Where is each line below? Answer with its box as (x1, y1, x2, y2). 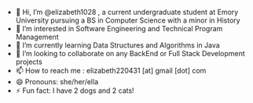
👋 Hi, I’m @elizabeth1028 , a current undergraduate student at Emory (15, 8, 239, 16)
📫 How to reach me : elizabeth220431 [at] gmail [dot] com (15, 66, 207, 75)
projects (15, 57, 43, 66)
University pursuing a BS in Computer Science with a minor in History (15, 16, 241, 25)
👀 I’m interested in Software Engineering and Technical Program (15, 24, 223, 33)
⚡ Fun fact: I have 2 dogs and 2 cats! (15, 86, 135, 95)
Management (15, 32, 59, 41)
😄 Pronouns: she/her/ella (15, 77, 99, 86)
